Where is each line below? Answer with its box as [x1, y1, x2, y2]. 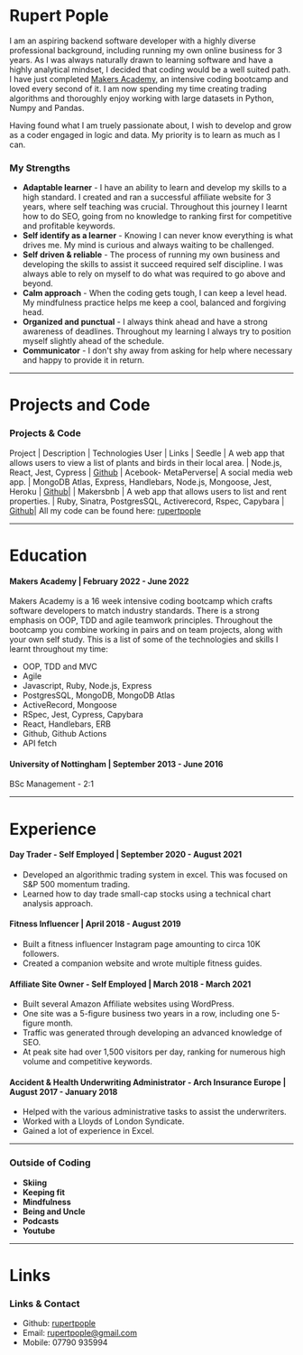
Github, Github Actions [22, 729, 107, 739]
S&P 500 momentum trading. [22, 878, 131, 889]
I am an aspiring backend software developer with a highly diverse [9, 35, 256, 46]
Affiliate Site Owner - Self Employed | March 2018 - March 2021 [9, 979, 252, 989]
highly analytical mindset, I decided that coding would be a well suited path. [9, 64, 291, 75]
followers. [22, 948, 60, 959]
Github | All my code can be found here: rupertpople [9, 505, 201, 515]
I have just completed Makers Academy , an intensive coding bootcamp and [9, 73, 289, 84]
